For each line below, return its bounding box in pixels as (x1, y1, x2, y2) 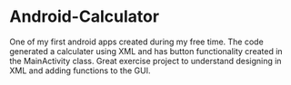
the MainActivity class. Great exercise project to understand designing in (9, 55, 282, 66)
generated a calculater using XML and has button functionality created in (9, 45, 284, 56)
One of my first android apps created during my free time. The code (9, 36, 264, 47)
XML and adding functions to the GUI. (9, 65, 151, 76)
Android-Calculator (9, 6, 160, 27)
